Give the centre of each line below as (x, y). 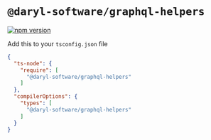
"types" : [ (36, 103)
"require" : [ (39, 70)
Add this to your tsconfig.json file (58, 43)
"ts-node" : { (33, 63)
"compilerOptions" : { (46, 97)
